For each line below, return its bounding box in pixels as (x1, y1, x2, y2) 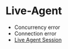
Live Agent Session (14, 36, 62, 43)
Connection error (14, 30, 57, 37)
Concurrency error (14, 24, 60, 31)
